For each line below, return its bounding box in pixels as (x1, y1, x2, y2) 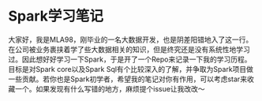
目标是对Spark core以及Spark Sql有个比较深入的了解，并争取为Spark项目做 (8, 64, 254, 73)
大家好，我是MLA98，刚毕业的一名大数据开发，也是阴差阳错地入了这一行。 (8, 35, 253, 44)
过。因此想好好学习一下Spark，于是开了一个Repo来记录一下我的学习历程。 (8, 54, 252, 64)
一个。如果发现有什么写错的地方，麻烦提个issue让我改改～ (14, 84, 205, 93)
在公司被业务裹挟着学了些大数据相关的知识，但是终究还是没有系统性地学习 (8, 44, 250, 54)
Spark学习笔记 (8, 7, 104, 25)
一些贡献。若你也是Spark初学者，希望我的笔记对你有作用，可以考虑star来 (8, 74, 247, 84)
